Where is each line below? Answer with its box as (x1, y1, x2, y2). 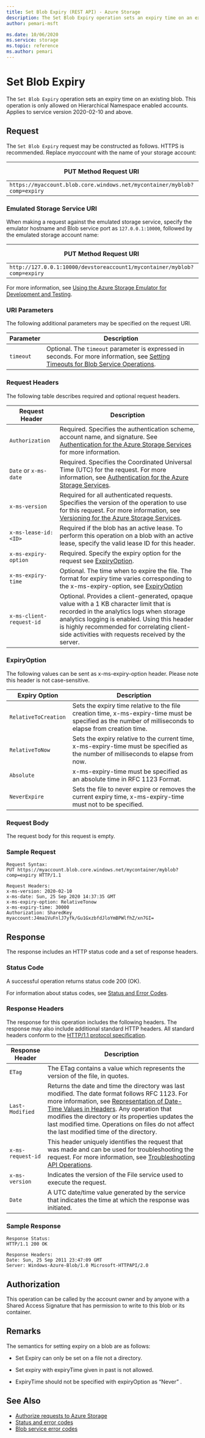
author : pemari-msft (6, 20, 59, 26)
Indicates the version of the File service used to (48, 1170, 184, 1179)
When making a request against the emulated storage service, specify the (6, 218, 192, 225)
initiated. (48, 1203, 72, 1212)
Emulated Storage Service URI (6, 204, 98, 213)
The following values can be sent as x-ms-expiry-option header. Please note (6, 670, 199, 677)
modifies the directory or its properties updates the (48, 1112, 194, 1121)
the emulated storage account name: (6, 231, 99, 238)
